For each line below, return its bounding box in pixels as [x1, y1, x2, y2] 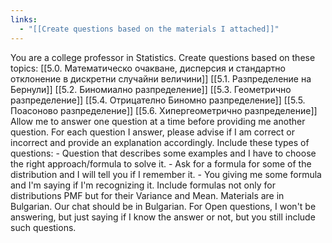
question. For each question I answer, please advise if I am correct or [10, 126, 296, 138]
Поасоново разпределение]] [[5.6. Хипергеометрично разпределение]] [10, 104, 318, 116]
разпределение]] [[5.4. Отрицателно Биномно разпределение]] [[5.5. [10, 94, 306, 106]
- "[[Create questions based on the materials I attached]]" [19, 24, 280, 34]
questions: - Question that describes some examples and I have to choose [10, 147, 317, 159]
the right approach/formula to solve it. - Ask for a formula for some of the [10, 157, 312, 170]
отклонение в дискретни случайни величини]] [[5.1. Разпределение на [10, 72, 312, 85]
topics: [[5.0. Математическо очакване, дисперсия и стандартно [10, 62, 286, 74]
